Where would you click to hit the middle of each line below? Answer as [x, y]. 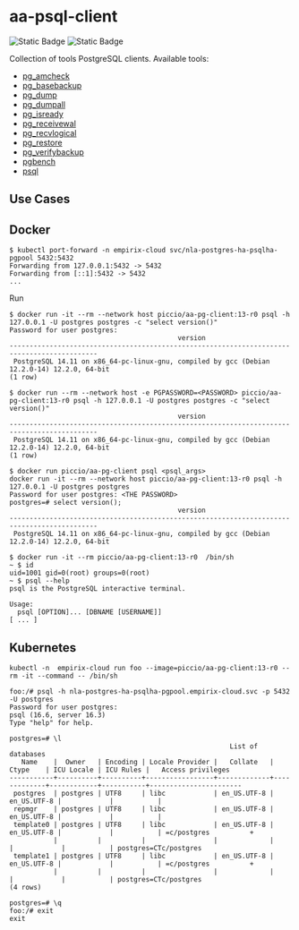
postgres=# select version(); [66, 503]
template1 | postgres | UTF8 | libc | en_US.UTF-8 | [144, 856]
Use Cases [40, 199]
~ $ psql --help [39, 581]
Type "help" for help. [51, 722]
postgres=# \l [36, 738]
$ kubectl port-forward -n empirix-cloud [88, 251]
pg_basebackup [52, 85]
